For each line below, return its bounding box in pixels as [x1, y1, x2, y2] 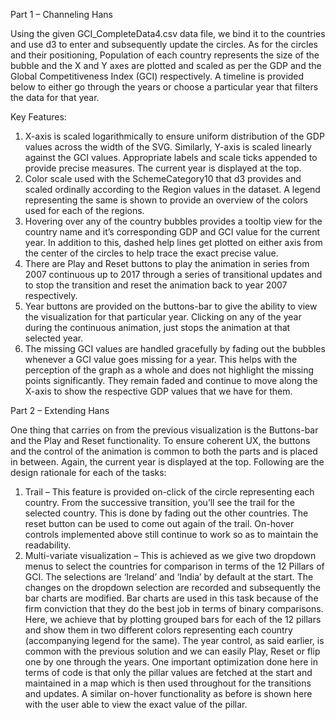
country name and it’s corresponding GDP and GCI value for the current [24, 226, 321, 238]
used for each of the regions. [24, 205, 145, 216]
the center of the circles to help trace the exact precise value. [24, 247, 279, 259]
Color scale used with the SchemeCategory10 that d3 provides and [24, 173, 302, 184]
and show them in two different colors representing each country [24, 624, 293, 636]
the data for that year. [10, 92, 100, 103]
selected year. [24, 332, 84, 344]
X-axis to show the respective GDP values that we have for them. [24, 385, 293, 397]
